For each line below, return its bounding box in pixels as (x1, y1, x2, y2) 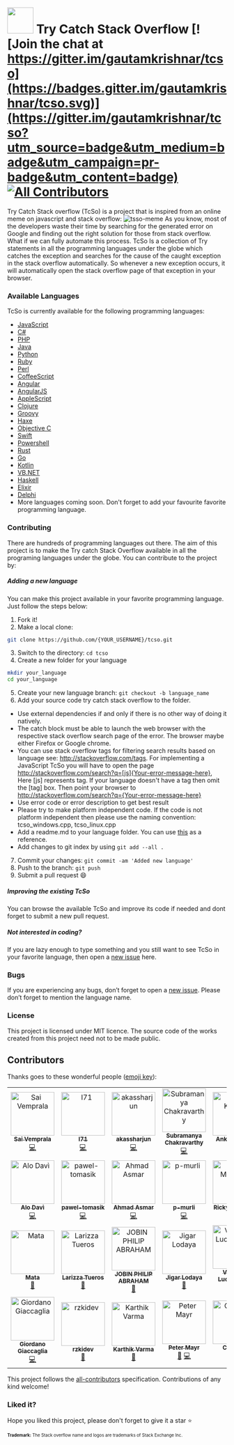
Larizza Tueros (62, 1273, 104, 1281)
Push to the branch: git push (17, 864, 101, 872)
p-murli (173, 1203, 196, 1212)
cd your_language (7, 676, 58, 683)
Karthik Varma (113, 1345, 155, 1353)
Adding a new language (7, 577, 78, 585)
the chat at (40, 36, 104, 52)
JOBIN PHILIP (114, 1270, 153, 1278)
